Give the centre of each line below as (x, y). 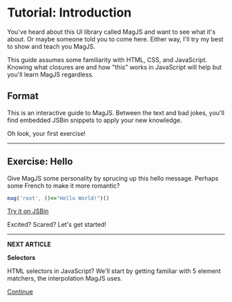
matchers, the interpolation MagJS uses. (65, 279)
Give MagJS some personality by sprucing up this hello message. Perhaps (113, 178)
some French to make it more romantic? (64, 185)
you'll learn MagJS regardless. (51, 74)
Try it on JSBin (28, 211)
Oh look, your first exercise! (47, 133)
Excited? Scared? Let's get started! (57, 225)
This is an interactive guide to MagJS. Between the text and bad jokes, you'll (116, 112)
